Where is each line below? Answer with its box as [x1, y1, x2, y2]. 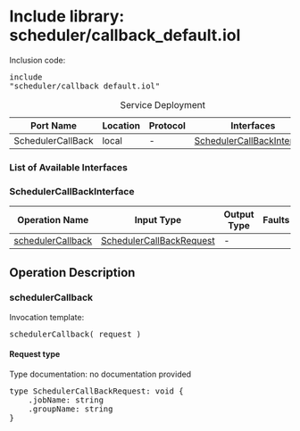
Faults [262, 214, 290, 227]
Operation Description [9, 265, 136, 280]
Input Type [134, 214, 181, 227]
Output [223, 208, 254, 220]
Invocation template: [9, 311, 85, 322]
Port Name [29, 119, 78, 131]
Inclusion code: [9, 54, 66, 65]
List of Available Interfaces [9, 161, 128, 173]
